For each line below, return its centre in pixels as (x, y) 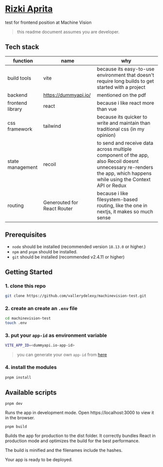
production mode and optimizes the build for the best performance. (72, 441)
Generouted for (61, 202)
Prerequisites (26, 235)
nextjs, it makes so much (125, 211)
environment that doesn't (125, 75)
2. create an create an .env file (41, 308)
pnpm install (18, 377)
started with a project (121, 87)
